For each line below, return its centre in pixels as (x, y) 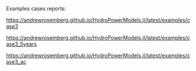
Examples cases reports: (36, 9)
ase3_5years (22, 44)
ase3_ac (16, 62)
